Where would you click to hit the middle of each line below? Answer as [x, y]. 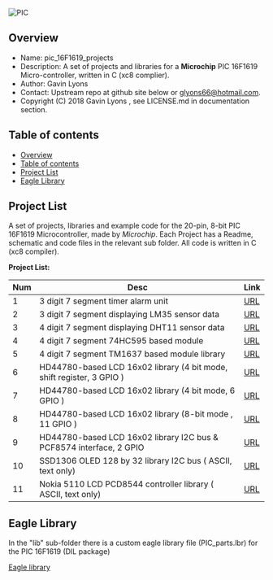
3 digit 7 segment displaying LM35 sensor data [130, 315]
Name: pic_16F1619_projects [67, 58]
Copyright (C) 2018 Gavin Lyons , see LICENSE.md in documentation [135, 101]
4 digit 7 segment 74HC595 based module [121, 341]
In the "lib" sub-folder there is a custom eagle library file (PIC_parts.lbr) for [133, 543]
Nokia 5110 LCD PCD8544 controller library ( [127, 484]
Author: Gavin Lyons [54, 83]
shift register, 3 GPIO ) [82, 377]
